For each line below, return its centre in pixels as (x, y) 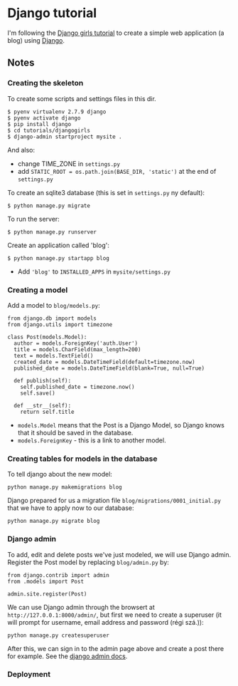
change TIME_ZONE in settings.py (69, 163)
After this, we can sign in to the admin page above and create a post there (116, 648)
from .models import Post (45, 581)
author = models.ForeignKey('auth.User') (76, 343)
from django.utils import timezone (60, 324)
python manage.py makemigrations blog (65, 487)
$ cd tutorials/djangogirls (49, 130)
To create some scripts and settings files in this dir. (82, 98)
